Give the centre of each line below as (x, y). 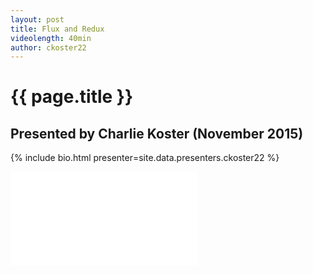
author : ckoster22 (48, 47)
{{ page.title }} (72, 97)
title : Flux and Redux (57, 29)
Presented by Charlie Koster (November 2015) (157, 133)
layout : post (37, 19)
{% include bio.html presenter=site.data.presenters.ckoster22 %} (145, 158)
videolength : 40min (51, 38)
